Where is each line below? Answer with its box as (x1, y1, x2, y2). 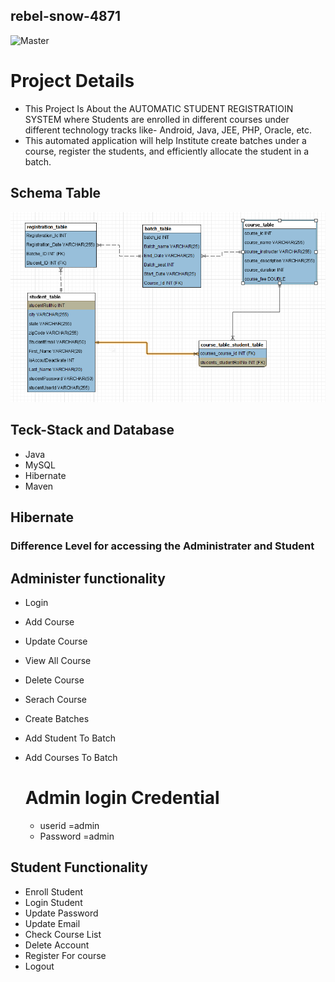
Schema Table (10, 185, 102, 202)
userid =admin (39, 819, 100, 831)
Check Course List (24, 928, 102, 940)
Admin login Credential (24, 787, 220, 809)
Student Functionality (10, 859, 148, 876)
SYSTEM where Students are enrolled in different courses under (24, 113, 290, 125)
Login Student (24, 896, 83, 908)
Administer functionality (10, 570, 166, 587)
